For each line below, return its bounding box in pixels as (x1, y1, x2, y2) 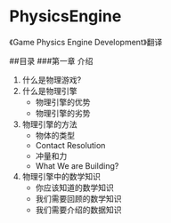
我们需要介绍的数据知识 (35, 204, 122, 215)
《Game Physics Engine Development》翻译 (9, 36, 163, 47)
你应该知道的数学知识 (35, 182, 114, 193)
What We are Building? (35, 160, 119, 171)
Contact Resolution (35, 139, 106, 150)
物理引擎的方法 (21, 118, 77, 130)
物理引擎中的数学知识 (21, 171, 101, 181)
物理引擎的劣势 (35, 108, 91, 118)
